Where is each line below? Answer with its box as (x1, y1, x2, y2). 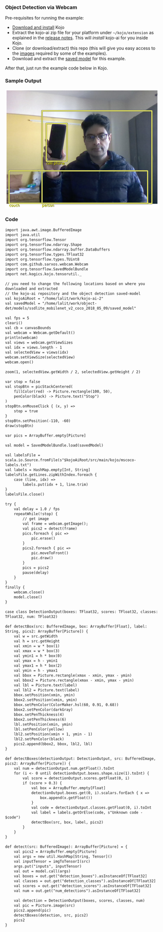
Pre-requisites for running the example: (5, 15, 84, 21)
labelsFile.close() (5, 492, 45, 497)
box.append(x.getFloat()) (40, 795, 93, 800)
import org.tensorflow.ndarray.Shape (5, 242, 82, 247)
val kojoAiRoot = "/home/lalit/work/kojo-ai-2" (5, 296, 104, 301)
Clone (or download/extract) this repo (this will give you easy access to (12, 46, 156, 51)
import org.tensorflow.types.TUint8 (5, 257, 80, 262)
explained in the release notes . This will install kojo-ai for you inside (12, 35, 148, 41)
